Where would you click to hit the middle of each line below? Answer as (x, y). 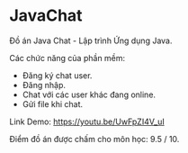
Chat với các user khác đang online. (89, 94)
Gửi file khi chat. (53, 103)
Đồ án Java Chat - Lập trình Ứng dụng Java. (91, 40)
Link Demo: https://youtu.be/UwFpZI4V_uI (87, 121)
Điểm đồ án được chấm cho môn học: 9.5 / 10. (94, 139)
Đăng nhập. (44, 85)
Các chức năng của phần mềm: (67, 58)
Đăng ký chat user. (57, 75)
